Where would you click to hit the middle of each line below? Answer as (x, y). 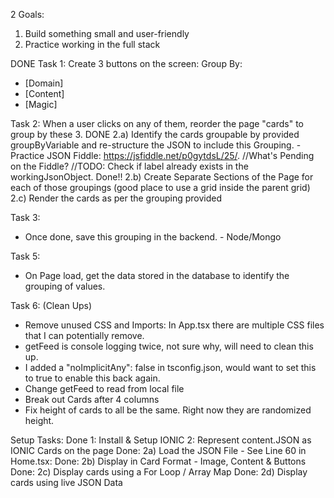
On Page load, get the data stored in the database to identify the (157, 275)
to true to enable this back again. (92, 378)
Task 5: (25, 256)
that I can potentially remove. (84, 335)
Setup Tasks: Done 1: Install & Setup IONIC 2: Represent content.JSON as (161, 440)
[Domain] (44, 83)
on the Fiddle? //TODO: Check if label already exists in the (129, 166)
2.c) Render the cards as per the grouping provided (116, 198)
